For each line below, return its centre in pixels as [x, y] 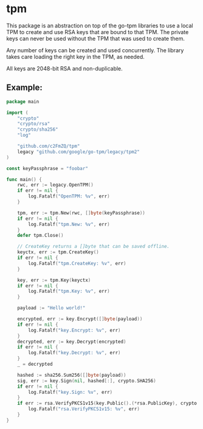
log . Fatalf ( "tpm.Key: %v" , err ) [69, 291]
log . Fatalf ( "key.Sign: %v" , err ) [71, 392]
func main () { [24, 179]
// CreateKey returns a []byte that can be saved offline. [94, 247]
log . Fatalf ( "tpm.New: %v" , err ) [69, 224]
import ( [17, 112]
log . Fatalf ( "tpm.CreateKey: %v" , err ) [77, 263]
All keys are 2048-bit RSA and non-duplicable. [64, 68]
